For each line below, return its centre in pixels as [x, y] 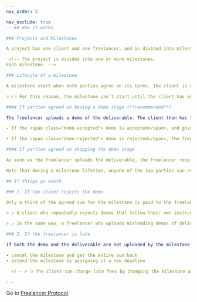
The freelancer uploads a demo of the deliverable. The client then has [97, 118]
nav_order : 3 [22, 11]
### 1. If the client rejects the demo [55, 192]
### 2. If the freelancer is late [48, 234]
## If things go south [34, 181]
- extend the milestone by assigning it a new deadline [76, 261]
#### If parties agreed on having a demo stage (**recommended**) [89, 107]
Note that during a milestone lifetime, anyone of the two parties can [95, 171]
